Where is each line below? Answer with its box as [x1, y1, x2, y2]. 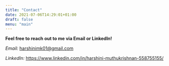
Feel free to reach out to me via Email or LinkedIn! [5, 36, 113, 42]
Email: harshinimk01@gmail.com [5, 45, 74, 51]
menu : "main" [5, 21, 33, 27]
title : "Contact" [5, 7, 43, 13]
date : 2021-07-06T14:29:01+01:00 [5, 12, 77, 17]
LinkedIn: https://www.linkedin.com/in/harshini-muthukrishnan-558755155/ [5, 55, 164, 61]
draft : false [5, 17, 33, 22]
